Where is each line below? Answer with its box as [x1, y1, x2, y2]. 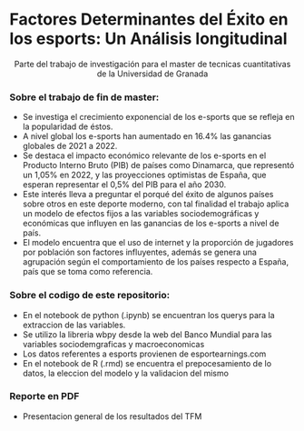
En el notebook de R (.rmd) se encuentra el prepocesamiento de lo [22, 357, 272, 368]
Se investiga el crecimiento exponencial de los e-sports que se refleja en [22, 112, 295, 123]
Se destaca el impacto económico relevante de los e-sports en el [22, 150, 267, 161]
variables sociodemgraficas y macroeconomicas [22, 338, 205, 349]
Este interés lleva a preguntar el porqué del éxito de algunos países [22, 189, 274, 200]
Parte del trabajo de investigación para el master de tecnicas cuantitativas [14, 58, 291, 69]
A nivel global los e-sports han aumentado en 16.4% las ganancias [22, 131, 272, 142]
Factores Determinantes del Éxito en [9, 9, 289, 30]
